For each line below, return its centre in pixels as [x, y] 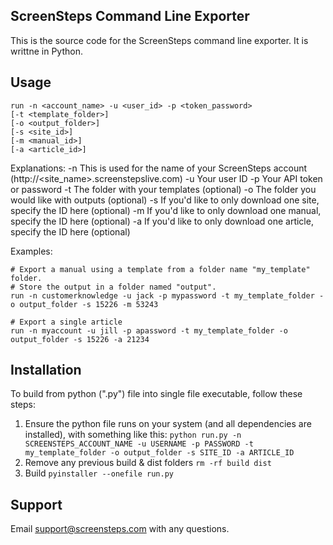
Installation [46, 370]
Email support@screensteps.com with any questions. [120, 529]
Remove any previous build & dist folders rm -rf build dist [148, 463]
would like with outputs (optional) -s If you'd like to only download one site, [165, 200]
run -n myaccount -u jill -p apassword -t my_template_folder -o [149, 330]
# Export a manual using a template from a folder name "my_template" [160, 269]
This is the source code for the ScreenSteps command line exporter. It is [159, 40]
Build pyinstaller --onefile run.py [99, 473]
